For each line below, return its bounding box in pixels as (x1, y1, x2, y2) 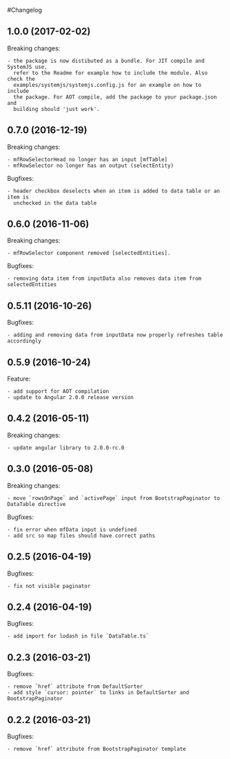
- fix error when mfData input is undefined (7, 526, 137, 533)
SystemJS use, (7, 63, 48, 70)
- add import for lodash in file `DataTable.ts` (7, 633, 149, 640)
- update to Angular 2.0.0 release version (7, 394, 134, 401)
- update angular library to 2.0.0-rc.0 (7, 444, 125, 451)
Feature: (7, 375, 31, 383)
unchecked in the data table (13, 199, 97, 206)
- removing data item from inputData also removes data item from (7, 275, 202, 282)
